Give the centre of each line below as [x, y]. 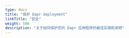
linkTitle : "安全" [23, 19]
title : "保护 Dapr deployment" [36, 14]
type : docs [16, 10]
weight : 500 [17, 23]
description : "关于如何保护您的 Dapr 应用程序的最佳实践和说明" [65, 28]
